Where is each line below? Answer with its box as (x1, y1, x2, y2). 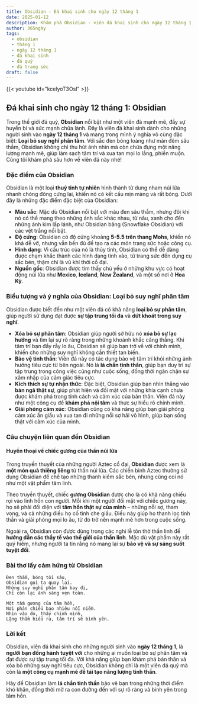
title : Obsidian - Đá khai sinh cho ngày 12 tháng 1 (6, 8, 139, 15)
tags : (6, 31, 20, 37)
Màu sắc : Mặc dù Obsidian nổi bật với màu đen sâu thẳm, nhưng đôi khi (14, 208, 190, 216)
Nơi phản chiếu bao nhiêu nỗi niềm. (6, 606, 96, 612)
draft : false (6, 69, 38, 75)
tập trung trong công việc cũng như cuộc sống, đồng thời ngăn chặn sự (14, 368, 189, 375)
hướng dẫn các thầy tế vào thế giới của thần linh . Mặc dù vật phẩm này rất (6, 533, 190, 541)
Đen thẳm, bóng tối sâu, (6, 575, 67, 581)
